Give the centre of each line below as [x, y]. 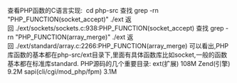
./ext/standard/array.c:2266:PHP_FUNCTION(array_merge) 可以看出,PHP [122, 46]
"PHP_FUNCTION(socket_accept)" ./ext [65, 19]
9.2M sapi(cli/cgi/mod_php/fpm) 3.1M [62, 72]
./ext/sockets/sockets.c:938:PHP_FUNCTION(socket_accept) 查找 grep [120, 28]
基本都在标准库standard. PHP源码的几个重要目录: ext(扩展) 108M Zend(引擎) [119, 63]
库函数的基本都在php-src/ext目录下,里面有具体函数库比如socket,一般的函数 [117, 55]
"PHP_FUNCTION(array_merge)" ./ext [70, 37]
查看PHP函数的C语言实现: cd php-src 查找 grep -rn [83, 10]
